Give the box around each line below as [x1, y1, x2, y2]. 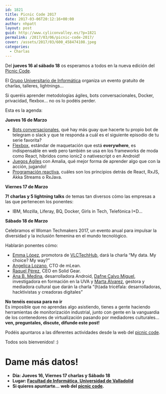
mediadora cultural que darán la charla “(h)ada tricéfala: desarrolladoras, [12, 284, 162, 290]
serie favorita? [12, 137, 42, 143]
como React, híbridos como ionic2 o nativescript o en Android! [12, 153, 140, 159]
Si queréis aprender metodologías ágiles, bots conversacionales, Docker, [5, 92, 154, 98]
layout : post [5, 26, 32, 31]
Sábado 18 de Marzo [5, 218, 48, 224]
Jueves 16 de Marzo [5, 117, 47, 123]
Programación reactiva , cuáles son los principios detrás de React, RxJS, [12, 168, 160, 174]
